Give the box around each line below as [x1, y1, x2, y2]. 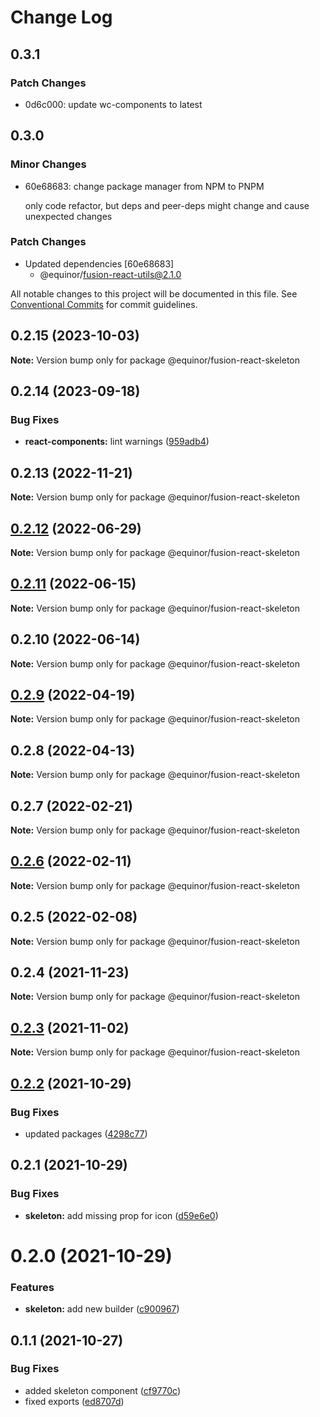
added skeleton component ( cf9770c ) [24, 1384, 182, 1396]
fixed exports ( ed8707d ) [24, 1395, 125, 1407]
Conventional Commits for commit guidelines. [10, 298, 198, 310]
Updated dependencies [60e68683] [24, 257, 175, 270]
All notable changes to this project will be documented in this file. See [10, 287, 298, 300]
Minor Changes [10, 157, 87, 171]
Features [10, 1280, 55, 1294]
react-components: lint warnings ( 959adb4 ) [24, 436, 210, 448]
